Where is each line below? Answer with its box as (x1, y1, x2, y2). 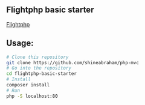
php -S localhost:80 (6, 93, 59, 99)
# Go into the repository (6, 65, 71, 71)
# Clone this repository (6, 54, 69, 60)
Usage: (6, 38, 34, 49)
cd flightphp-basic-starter (6, 71, 77, 77)
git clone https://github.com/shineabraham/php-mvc (6, 59, 139, 65)
